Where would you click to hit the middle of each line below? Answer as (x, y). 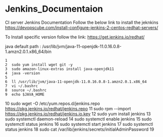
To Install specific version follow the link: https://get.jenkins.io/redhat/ (75, 37)
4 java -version (23, 73)
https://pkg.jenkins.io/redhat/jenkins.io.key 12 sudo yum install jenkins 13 (78, 114)
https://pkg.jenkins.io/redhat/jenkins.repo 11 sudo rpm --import (68, 108)
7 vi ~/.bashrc (21, 86)
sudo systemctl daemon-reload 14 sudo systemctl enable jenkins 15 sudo (78, 119)
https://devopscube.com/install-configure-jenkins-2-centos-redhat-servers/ (81, 27)
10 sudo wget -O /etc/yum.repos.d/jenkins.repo (53, 103)
